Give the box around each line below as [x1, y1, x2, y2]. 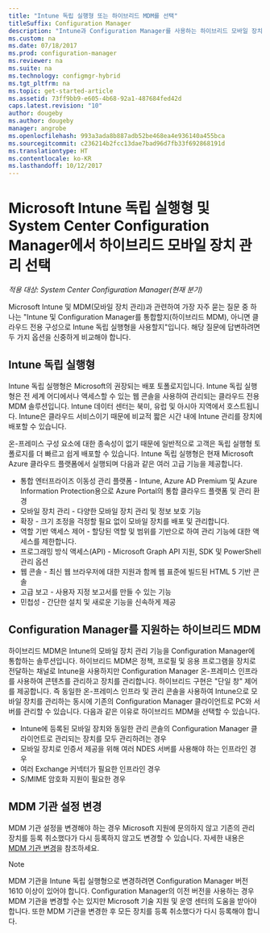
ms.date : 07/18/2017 [8, 42, 78, 50]
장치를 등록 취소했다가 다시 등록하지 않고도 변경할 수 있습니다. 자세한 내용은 [8, 833, 245, 843]
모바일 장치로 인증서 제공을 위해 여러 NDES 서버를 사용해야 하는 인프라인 [19, 743, 248, 753]
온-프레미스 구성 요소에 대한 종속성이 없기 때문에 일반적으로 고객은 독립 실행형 [8, 438, 252, 448]
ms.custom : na [8, 34, 56, 43]
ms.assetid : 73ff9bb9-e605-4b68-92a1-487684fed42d [8, 94, 182, 103]
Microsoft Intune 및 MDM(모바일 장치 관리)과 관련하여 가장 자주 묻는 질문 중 [8, 302, 249, 312]
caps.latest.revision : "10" [8, 102, 103, 110]
